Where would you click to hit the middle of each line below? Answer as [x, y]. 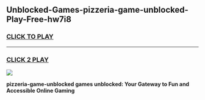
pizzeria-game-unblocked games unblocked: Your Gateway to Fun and [98, 84]
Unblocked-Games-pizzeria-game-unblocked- [98, 10]
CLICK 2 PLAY [27, 59]
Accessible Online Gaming [41, 90]
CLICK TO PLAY [30, 37]
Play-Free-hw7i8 [39, 20]
